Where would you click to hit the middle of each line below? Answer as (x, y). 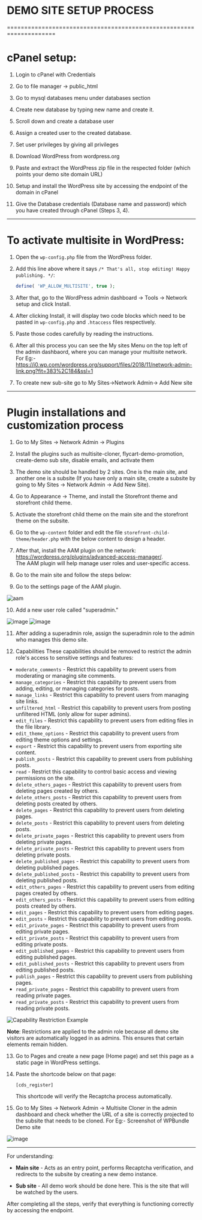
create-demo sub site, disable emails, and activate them (85, 460)
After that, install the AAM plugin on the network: (76, 550)
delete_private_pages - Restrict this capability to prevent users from (100, 835)
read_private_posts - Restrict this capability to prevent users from (97, 1002)
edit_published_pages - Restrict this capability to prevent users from (100, 950)
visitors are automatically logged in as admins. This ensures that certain (96, 1038)
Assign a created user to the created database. (73, 132)
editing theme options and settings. (59, 739)
